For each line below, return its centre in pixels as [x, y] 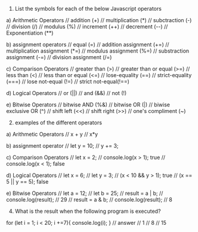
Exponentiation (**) [30, 33]
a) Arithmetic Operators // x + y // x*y [52, 134]
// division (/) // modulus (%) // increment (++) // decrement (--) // [87, 27]
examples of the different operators [58, 123]
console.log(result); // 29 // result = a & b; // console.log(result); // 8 [89, 199]
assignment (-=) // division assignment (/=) [59, 57]
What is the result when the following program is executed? [88, 211]
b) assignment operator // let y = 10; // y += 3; [62, 146]
